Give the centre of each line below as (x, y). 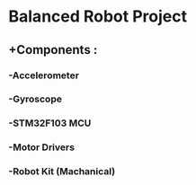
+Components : (53, 50)
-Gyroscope (35, 99)
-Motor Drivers (42, 147)
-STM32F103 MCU (50, 123)
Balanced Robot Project (98, 17)
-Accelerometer (44, 75)
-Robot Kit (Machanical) (62, 172)
